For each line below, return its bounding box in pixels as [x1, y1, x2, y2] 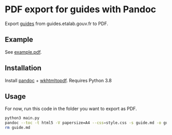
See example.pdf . [5, 49, 42, 55]
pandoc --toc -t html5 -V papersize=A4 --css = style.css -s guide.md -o [5, 120, 161, 126]
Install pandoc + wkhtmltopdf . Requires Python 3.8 [5, 77, 112, 83]
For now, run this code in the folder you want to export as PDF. [5, 106, 137, 112]
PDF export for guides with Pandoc [5, 4, 157, 15]
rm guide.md [5, 125, 30, 130]
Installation [5, 64, 42, 73]
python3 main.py [5, 116, 40, 121]
